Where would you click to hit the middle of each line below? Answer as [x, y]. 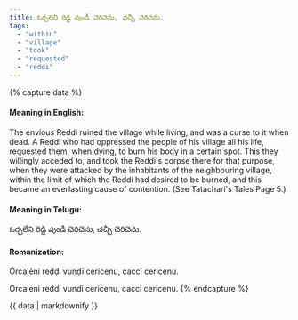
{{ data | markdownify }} [54, 306]
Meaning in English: [47, 113]
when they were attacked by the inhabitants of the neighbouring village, [141, 171]
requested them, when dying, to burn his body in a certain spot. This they [144, 151]
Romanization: [37, 252]
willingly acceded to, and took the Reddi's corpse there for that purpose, [142, 161]
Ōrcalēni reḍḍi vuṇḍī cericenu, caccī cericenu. [94, 271]
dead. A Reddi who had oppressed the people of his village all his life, [137, 142]
